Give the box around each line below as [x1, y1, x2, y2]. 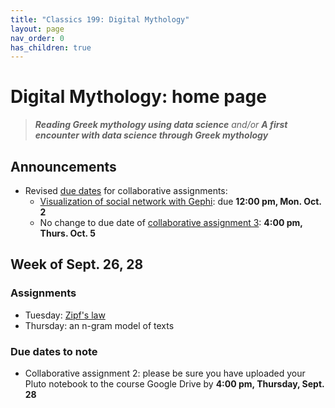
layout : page [10, 24, 65, 34]
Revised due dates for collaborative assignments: [24, 185, 228, 196]
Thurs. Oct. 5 [39, 227, 96, 239]
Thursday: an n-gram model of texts [24, 319, 175, 331]
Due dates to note [10, 344, 98, 358]
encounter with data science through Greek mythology [34, 129, 269, 141]
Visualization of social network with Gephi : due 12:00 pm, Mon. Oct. [39, 196, 322, 207]
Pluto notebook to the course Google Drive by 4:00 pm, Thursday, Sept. [24, 377, 325, 390]
